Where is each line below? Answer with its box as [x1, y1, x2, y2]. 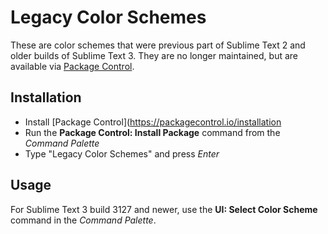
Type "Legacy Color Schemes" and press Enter [24, 147, 220, 160]
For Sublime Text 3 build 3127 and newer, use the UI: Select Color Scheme [10, 203, 318, 215]
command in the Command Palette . [10, 214, 157, 226]
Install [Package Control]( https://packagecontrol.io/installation [24, 116, 282, 128]
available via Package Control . [10, 60, 135, 72]
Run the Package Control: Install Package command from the [24, 126, 281, 138]
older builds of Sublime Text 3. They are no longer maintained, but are [10, 49, 298, 61]
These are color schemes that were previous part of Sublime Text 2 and [10, 39, 306, 51]
